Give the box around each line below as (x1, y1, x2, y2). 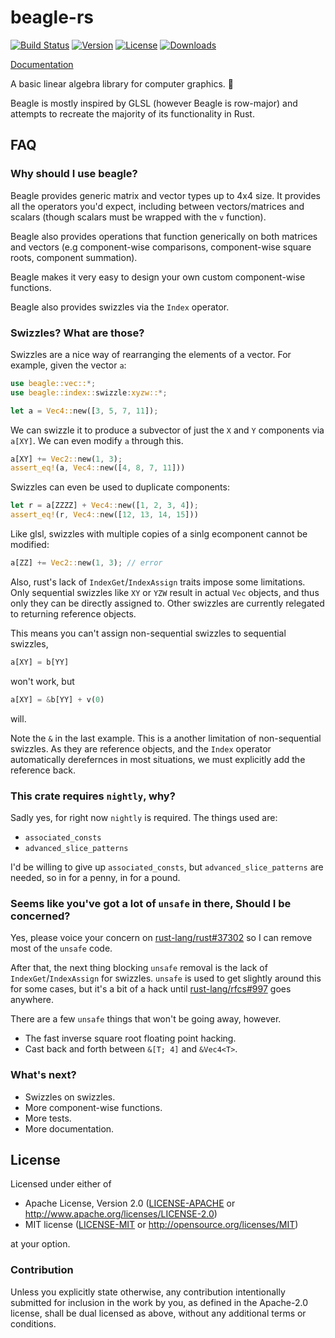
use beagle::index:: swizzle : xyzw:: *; (10, 387, 168, 398)
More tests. (24, 1112, 72, 1124)
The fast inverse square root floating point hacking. (24, 1032, 237, 1045)
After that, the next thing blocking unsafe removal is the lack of (10, 962, 268, 974)
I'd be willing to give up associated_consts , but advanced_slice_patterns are (10, 861, 324, 873)
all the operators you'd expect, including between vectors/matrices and (10, 200, 305, 212)
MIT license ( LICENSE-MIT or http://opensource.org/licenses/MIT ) (24, 1219, 299, 1231)
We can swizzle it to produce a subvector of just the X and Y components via (10, 424, 325, 436)
